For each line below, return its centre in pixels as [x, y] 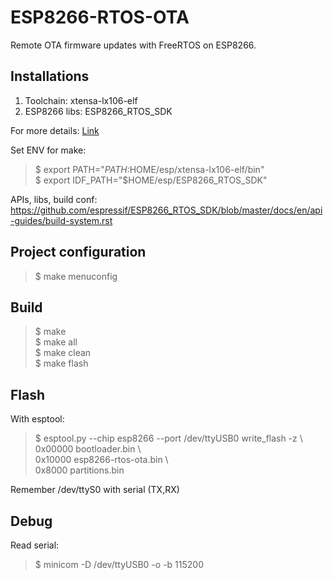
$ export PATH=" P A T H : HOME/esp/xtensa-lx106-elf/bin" [149, 169]
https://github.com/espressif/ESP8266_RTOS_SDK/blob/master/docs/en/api [166, 210]
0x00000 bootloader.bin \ [88, 449]
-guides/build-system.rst [61, 220]
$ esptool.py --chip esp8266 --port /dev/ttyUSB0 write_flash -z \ [168, 438]
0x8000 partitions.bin [79, 470]
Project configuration [78, 252]
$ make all [56, 342]
